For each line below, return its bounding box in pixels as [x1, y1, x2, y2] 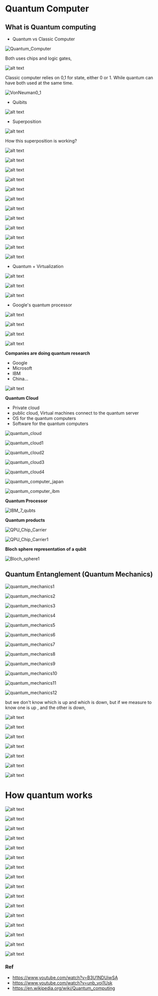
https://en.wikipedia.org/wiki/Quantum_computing [12, 985, 115, 992]
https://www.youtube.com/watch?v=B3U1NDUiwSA [12, 975, 118, 981]
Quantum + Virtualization [12, 264, 64, 269]
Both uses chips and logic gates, [5, 55, 72, 61]
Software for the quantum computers [12, 421, 88, 427]
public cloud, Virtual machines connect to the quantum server [12, 410, 139, 416]
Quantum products [5, 517, 45, 523]
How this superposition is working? [5, 138, 77, 143]
